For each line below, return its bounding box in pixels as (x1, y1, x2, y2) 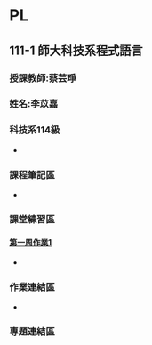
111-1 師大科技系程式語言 (9, 43, 144, 58)
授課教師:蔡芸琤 (9, 72, 76, 84)
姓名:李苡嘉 (9, 98, 59, 110)
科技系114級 (9, 124, 60, 136)
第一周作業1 (9, 237, 52, 247)
